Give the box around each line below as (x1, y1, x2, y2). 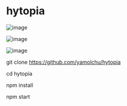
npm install (6, 82, 34, 89)
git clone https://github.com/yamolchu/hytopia (6, 58, 121, 66)
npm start (6, 93, 31, 100)
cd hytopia (6, 70, 33, 77)
